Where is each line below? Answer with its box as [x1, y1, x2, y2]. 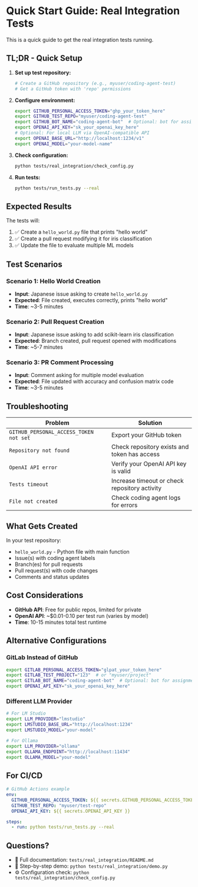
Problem [45, 419, 70, 427]
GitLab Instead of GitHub [6, 653, 78, 662]
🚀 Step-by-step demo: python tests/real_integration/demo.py [14, 863, 168, 870]
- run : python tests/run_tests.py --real [11, 824, 115, 830]
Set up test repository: [14, 69, 71, 76]
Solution [138, 419, 163, 427]
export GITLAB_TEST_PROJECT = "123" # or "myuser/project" [6, 672, 151, 678]
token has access [111, 450, 160, 459]
